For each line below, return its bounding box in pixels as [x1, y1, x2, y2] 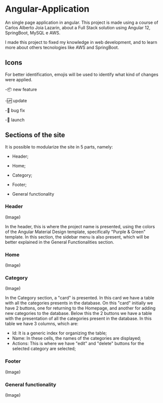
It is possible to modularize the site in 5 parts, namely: [5, 144, 113, 149]
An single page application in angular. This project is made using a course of [5, 19, 159, 25]
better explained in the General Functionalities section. [5, 239, 114, 245]
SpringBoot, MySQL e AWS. [5, 30, 61, 36]
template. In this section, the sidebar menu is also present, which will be [5, 234, 149, 239]
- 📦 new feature [5, 86, 37, 92]
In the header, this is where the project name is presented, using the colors [5, 223, 155, 229]
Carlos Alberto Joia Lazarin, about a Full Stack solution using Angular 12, [5, 24, 151, 30]
